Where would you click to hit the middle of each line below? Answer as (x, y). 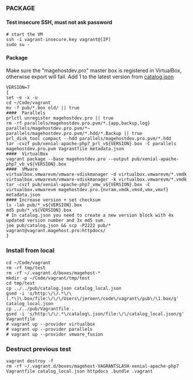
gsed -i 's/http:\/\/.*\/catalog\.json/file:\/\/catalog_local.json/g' (95, 314)
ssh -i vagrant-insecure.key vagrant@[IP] (58, 40)
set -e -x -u (22, 98)
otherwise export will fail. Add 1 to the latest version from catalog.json (90, 77)
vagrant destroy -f (30, 361)
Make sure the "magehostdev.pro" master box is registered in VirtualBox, (94, 71)
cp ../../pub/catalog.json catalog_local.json (64, 288)
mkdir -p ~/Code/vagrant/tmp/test (48, 278)
